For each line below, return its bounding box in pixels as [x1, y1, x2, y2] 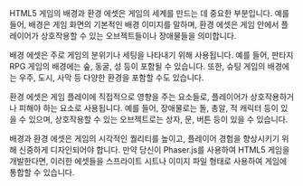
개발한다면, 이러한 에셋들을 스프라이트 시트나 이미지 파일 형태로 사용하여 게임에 [9, 156, 288, 166]
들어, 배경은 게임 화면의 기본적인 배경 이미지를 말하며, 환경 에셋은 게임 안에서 [9, 19, 279, 30]
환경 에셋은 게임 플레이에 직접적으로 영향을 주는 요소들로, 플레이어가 [9, 91, 249, 102]
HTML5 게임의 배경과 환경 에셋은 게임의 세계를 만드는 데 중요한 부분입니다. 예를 [9, 8, 289, 18]
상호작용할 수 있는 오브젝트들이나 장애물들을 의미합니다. [40, 31, 237, 41]
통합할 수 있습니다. [9, 167, 75, 178]
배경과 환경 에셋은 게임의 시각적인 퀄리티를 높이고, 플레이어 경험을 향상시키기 [9, 134, 280, 144]
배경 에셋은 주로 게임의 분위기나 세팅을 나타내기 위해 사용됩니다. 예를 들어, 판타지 [9, 50, 294, 60]
